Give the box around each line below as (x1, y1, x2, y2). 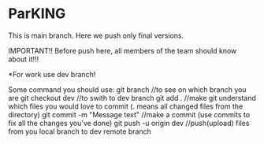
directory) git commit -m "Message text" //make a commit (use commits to (8, 109, 251, 119)
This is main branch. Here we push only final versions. (8, 31, 184, 40)
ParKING (8, 5, 66, 23)
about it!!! (8, 54, 39, 64)
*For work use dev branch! (8, 69, 96, 79)
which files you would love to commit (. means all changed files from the (8, 102, 244, 111)
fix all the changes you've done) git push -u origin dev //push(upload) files (8, 118, 250, 127)
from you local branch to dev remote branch (8, 127, 152, 136)
